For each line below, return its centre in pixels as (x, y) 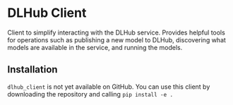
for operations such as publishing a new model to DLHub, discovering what (116, 39)
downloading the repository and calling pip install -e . (90, 94)
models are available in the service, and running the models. (95, 47)
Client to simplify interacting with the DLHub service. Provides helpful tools (116, 32)
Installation (32, 69)
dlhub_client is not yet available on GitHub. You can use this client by (109, 87)
